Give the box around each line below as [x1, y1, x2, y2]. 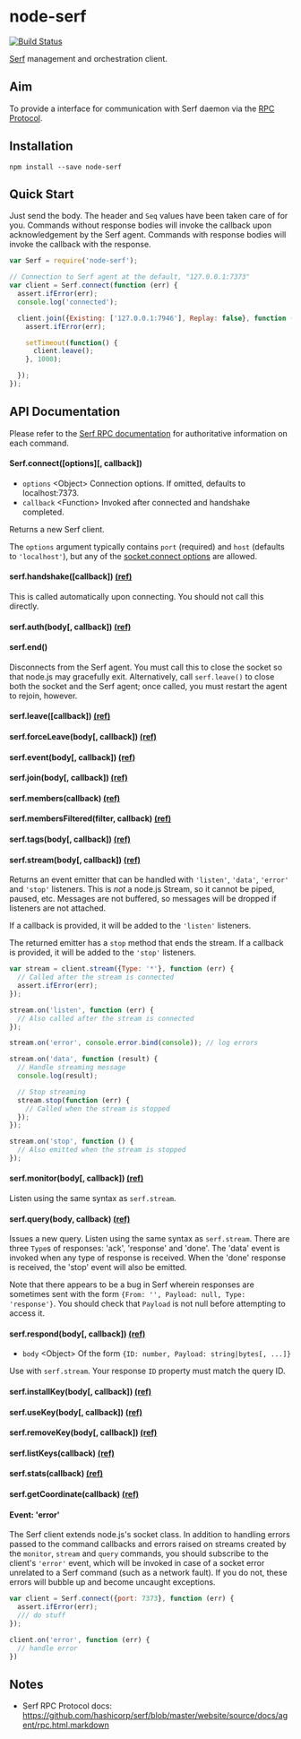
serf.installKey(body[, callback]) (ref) [9, 1387, 152, 1397]
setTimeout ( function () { [25, 338, 118, 347]
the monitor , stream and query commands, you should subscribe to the [9, 1548, 269, 1559]
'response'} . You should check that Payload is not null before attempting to [9, 1298, 287, 1310]
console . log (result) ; [17, 1071, 99, 1080]
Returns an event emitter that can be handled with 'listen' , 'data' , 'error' [9, 874, 289, 885]
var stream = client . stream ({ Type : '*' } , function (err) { [9, 965, 235, 973]
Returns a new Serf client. [9, 523, 105, 534]
